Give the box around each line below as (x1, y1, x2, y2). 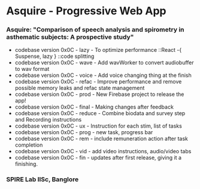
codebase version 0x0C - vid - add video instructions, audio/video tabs (14, 148, 192, 155)
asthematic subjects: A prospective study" (6, 33, 134, 41)
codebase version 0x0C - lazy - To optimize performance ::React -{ (14, 47, 182, 54)
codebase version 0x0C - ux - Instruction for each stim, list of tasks (14, 122, 183, 129)
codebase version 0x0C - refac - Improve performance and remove (14, 78, 182, 85)
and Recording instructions (14, 116, 82, 123)
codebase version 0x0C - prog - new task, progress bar (14, 129, 153, 136)
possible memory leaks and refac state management (14, 85, 145, 92)
